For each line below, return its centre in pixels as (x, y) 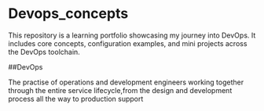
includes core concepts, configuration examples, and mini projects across (128, 43)
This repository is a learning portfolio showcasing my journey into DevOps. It (132, 35)
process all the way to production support (76, 98)
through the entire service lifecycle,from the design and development (120, 90)
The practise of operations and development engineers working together (126, 82)
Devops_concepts (68, 14)
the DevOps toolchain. (44, 52)
